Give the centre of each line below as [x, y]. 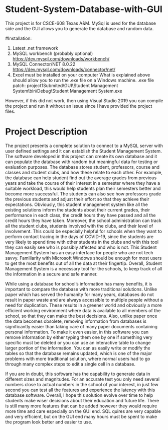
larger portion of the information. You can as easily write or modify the [78, 348]
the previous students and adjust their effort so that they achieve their [77, 199]
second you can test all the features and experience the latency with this [80, 390]
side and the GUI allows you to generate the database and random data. [79, 28]
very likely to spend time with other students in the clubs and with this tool [82, 242]
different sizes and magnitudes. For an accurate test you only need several [82, 379]
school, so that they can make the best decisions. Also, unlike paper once [81, 316]
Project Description [46, 132]
